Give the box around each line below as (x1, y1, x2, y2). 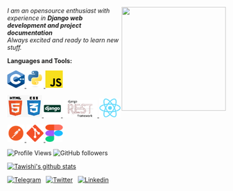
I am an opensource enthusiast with (7, 7, 110, 15)
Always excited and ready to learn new (7, 36, 119, 44)
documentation (7, 28, 53, 37)
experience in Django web (7, 14, 83, 22)
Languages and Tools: (7, 57, 73, 65)
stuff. (7, 44, 22, 51)
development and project (7, 21, 82, 29)
